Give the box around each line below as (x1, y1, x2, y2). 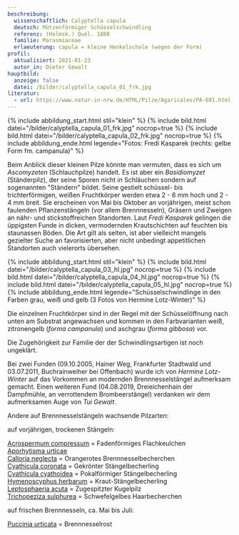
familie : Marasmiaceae (14, 37, 81, 44)
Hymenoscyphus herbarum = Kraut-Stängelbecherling (7, 477, 168, 485)
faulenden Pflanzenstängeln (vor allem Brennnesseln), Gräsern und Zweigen (7, 206, 232, 214)
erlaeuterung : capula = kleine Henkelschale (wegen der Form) (14, 44, 203, 51)
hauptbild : (7, 70, 40, 77)
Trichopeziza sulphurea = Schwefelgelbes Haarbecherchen (7, 492, 183, 500)
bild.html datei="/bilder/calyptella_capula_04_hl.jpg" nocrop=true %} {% (7, 272, 220, 281)
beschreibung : (7, 10, 50, 18)
